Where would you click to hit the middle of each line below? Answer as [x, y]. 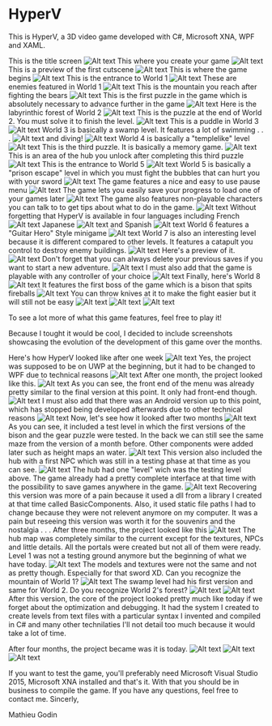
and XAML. [27, 45]
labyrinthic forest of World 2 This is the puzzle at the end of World [135, 112]
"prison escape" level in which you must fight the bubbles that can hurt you [134, 173]
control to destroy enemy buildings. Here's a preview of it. [122, 250]
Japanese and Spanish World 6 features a [145, 224]
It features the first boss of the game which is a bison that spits [147, 284]
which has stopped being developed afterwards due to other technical [125, 409]
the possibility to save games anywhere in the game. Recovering [133, 486]
